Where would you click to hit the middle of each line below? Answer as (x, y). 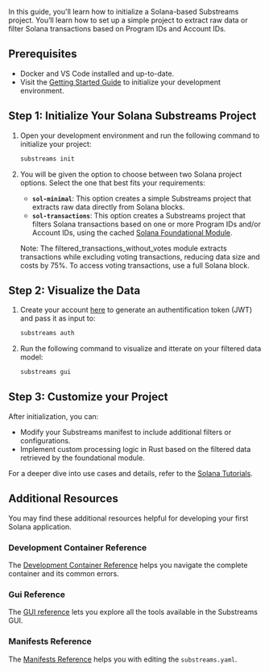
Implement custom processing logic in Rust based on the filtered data (135, 449)
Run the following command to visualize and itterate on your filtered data (141, 349)
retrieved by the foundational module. (82, 458)
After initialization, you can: (54, 416)
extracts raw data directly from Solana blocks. (108, 207)
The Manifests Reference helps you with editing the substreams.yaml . (123, 659)
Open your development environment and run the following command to (140, 135)
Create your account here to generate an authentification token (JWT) (136, 310)
